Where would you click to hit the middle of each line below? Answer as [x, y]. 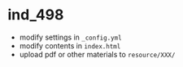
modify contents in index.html [70, 45]
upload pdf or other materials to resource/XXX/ [97, 54]
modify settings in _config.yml [71, 37]
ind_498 [36, 15]
